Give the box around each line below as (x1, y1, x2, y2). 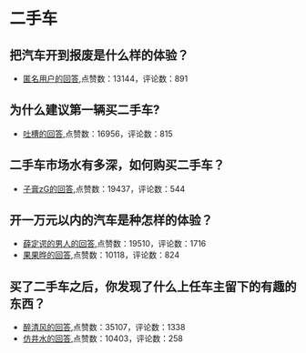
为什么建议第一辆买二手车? (9, 102, 160, 118)
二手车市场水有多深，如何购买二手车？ (9, 157, 225, 173)
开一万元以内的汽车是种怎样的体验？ (9, 213, 213, 228)
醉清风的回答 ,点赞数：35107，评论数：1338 (22, 322, 186, 333)
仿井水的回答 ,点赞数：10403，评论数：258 (22, 333, 184, 344)
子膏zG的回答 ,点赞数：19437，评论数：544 (22, 183, 186, 194)
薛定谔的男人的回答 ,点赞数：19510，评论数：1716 (22, 238, 207, 249)
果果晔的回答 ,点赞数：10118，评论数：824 (22, 249, 180, 260)
